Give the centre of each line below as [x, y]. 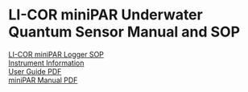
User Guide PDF [35, 71]
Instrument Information [46, 63]
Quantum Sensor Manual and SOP [124, 32]
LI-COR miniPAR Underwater [105, 15]
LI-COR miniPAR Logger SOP [56, 54]
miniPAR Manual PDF [43, 80]
